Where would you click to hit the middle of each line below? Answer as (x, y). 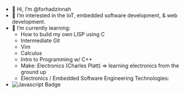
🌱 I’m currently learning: (41, 28)
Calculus (31, 53)
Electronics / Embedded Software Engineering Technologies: (95, 78)
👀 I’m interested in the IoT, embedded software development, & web (95, 15)
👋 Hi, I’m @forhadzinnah (41, 9)
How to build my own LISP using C (63, 34)
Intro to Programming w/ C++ (57, 59)
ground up (33, 72)
